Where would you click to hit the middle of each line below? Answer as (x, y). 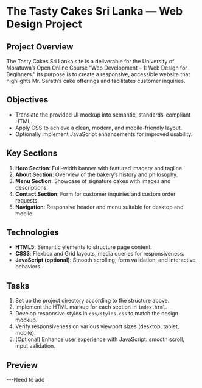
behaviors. (28, 267)
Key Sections (32, 153)
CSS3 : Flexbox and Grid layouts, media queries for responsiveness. (99, 254)
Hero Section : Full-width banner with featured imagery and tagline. (99, 168)
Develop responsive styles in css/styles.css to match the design (96, 314)
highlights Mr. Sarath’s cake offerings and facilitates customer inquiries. (96, 81)
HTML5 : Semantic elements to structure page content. (83, 247)
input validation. (35, 346)
